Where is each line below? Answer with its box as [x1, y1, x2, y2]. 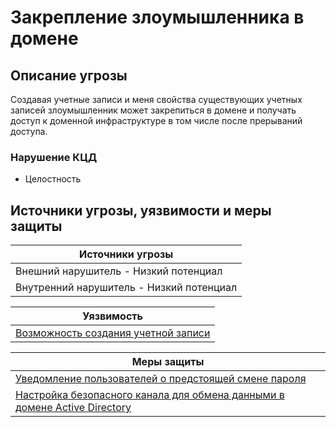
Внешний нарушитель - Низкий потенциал [15, 264, 223, 278]
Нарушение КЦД [10, 150, 98, 164]
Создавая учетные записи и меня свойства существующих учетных [10, 94, 303, 105]
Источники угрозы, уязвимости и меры [10, 202, 272, 219]
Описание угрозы [10, 67, 128, 84]
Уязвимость [82, 309, 144, 323]
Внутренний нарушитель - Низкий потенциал [15, 281, 238, 295]
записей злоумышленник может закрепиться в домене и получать [10, 104, 297, 116]
